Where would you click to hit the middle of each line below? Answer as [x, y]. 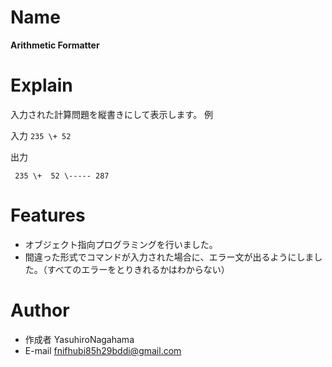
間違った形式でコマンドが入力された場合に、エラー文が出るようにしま [169, 257]
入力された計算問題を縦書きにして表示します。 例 [112, 114]
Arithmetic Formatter [55, 45]
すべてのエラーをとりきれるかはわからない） [138, 269]
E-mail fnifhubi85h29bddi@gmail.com [103, 350]
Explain [41, 85]
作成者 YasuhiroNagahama [79, 339]
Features [48, 215]
